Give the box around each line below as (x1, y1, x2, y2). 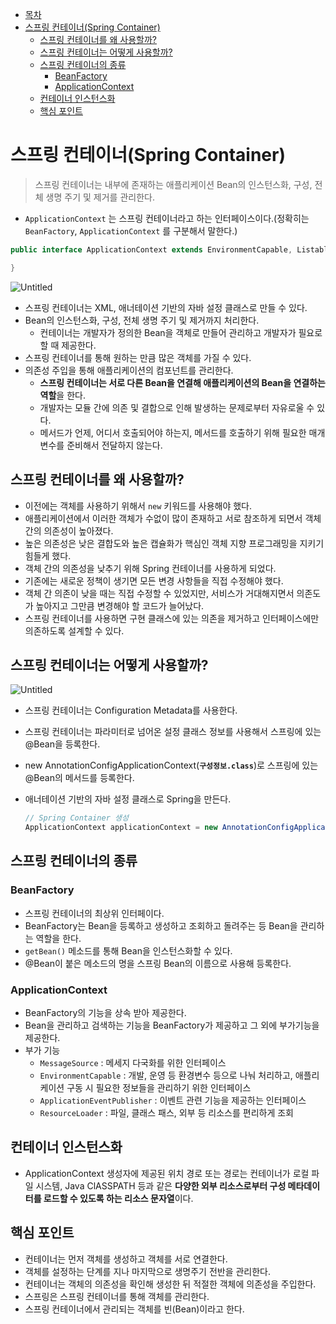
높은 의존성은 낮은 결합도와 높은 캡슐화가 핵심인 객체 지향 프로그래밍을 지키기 (24, 537, 325, 549)
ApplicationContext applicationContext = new (24, 823, 218, 833)
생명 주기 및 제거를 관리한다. (45, 191, 155, 203)
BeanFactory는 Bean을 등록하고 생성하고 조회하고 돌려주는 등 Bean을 (24, 919, 298, 932)
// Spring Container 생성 (24, 813, 129, 823)
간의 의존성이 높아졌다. (24, 524, 114, 537)
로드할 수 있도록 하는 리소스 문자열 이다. (43, 1192, 194, 1204)
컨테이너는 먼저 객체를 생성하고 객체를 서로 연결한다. (24, 1253, 228, 1265)
